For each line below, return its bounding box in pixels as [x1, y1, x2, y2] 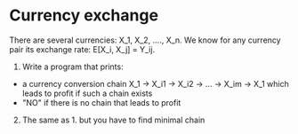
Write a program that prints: [21, 61, 124, 72]
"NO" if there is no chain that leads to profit [21, 97, 181, 107]
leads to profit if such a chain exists [21, 88, 153, 99]
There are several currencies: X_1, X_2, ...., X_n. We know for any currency [9, 35, 282, 45]
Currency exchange [9, 5, 158, 26]
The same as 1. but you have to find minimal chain [21, 114, 205, 125]
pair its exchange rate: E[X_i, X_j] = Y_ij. [9, 43, 156, 54]
